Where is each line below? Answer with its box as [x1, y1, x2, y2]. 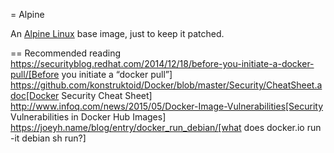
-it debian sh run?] [10, 132, 87, 144]
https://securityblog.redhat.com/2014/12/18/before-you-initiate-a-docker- [10, 58, 315, 69]
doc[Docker [10, 90, 60, 101]
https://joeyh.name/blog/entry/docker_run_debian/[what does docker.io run [10, 122, 322, 133]
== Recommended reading [10, 47, 122, 59]
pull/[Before [10, 69, 60, 80]
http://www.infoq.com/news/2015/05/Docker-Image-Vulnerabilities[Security [10, 100, 324, 112]
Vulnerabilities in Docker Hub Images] [10, 111, 167, 123]
